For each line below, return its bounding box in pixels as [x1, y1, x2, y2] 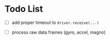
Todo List [4, 3, 43, 15]
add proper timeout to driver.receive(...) [11, 20, 99, 25]
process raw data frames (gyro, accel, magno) [11, 29, 106, 35]
